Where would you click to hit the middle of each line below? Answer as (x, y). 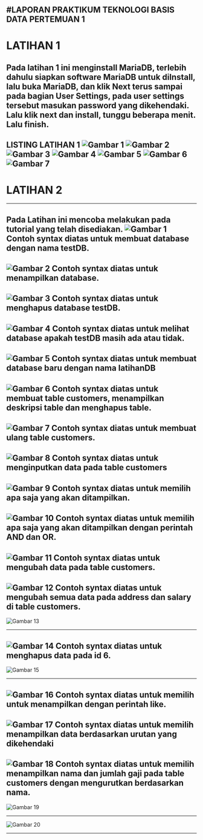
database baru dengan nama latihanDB (81, 368)
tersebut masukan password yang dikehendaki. (98, 105)
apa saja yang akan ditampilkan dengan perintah (100, 528)
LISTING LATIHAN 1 (43, 145)
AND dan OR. (31, 537)
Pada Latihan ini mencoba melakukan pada (89, 219)
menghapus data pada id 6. (59, 655)
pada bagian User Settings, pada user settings (95, 96)
